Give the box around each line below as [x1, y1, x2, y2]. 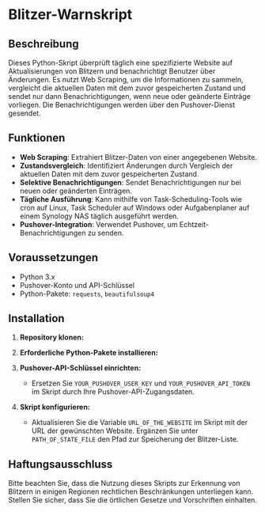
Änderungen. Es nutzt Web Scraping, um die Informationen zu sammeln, [8, 75, 244, 84]
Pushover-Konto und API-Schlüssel [19, 280, 135, 290]
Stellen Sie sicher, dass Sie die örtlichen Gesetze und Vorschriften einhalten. [8, 495, 257, 505]
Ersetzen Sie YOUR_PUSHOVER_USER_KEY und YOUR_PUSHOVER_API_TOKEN [31, 378, 251, 389]
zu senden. [87, 228, 124, 237]
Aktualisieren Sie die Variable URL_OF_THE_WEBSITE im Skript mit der [31, 418, 248, 427]
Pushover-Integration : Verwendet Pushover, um [19, 219, 178, 229]
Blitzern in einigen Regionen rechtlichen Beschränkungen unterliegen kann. [8, 487, 254, 496]
